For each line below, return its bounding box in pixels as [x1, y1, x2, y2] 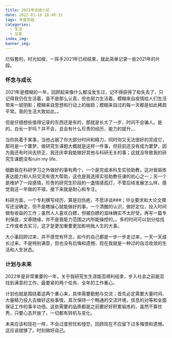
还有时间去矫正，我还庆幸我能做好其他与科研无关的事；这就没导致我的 [14, 150, 162, 156]
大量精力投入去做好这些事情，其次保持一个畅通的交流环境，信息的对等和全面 [5, 297, 167, 304]
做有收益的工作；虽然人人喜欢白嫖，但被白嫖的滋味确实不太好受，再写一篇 [5, 210, 162, 216]
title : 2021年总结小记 [5, 7, 50, 13]
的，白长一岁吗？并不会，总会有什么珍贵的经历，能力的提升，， [5, 126, 138, 132]
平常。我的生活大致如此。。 [5, 109, 61, 115]
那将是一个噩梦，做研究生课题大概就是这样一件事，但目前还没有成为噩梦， [5, 143, 162, 149]
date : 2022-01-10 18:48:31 [5, 12, 63, 17]
